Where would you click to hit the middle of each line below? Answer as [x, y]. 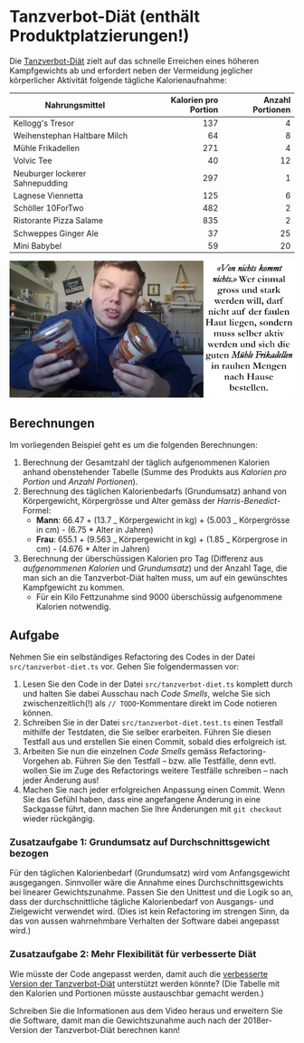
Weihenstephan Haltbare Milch [71, 135]
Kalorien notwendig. [73, 607]
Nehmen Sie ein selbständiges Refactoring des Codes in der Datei [133, 657]
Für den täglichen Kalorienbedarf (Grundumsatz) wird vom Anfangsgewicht [150, 873]
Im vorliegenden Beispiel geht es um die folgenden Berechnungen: [133, 445]
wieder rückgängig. [58, 818]
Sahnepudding [40, 183]
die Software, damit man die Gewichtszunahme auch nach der [125, 1020]
